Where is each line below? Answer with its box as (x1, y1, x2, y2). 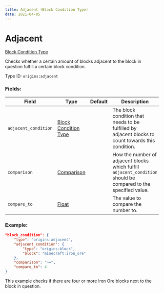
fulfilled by (112, 124, 137, 131)
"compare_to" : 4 (14, 265, 47, 269)
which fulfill (112, 163, 139, 170)
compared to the (112, 180, 150, 187)
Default (90, 98, 108, 105)
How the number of (112, 151, 157, 158)
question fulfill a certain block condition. (5, 64, 86, 70)
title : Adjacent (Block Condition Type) (5, 7, 89, 12)
